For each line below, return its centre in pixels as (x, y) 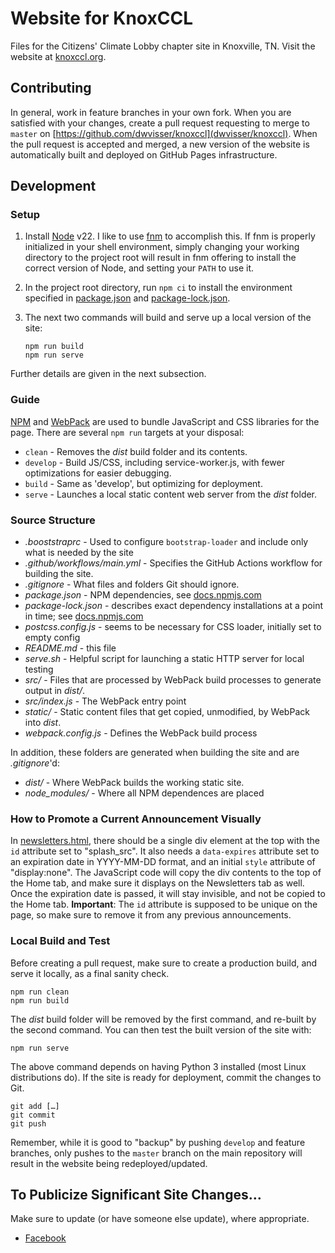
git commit (33, 1115)
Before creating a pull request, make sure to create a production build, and (164, 963)
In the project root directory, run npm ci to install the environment (158, 288)
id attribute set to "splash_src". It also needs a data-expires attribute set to (165, 851)
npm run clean (40, 992)
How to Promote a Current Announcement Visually (136, 819)
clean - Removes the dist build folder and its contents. (136, 451)
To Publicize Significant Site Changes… (136, 1195)
